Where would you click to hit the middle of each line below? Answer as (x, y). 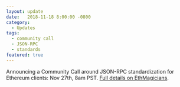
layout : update (25, 11)
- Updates (23, 28)
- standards (26, 50)
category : (18, 22)
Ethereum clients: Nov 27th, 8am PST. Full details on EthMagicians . (88, 78)
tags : (13, 33)
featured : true (25, 55)
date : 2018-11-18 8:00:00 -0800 (49, 17)
